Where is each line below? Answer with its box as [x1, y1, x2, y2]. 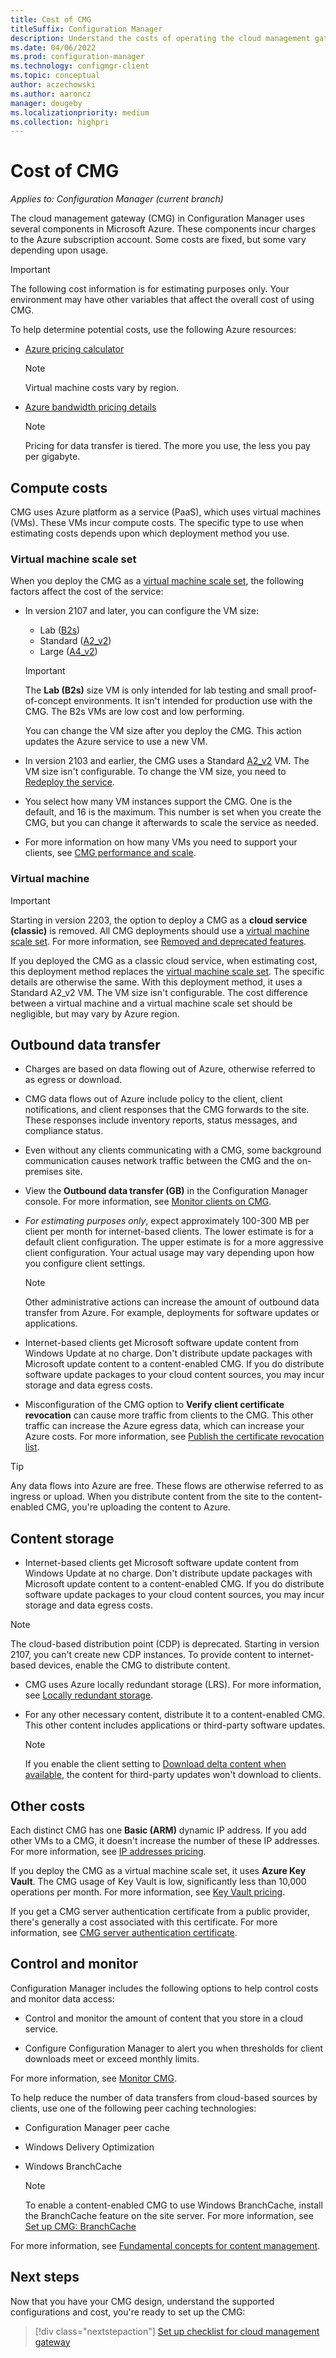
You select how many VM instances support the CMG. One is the [24, 796, 293, 808]
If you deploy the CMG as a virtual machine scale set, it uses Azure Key [10, 1865, 307, 1877]
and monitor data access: [10, 1992, 115, 2005]
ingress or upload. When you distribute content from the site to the [10, 1491, 285, 1503]
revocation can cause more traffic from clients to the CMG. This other [24, 1409, 314, 1421]
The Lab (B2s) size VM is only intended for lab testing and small [24, 684, 289, 696]
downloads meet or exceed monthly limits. [24, 2052, 200, 2065]
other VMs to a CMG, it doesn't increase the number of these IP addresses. [10, 1835, 320, 1847]
